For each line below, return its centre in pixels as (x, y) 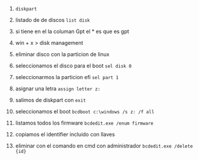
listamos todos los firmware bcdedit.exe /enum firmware (84, 123)
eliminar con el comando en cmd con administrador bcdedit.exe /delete (104, 146)
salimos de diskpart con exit (51, 100)
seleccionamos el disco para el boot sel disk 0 (73, 66)
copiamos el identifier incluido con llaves (65, 134)
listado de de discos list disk (53, 20)
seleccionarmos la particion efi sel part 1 (67, 77)
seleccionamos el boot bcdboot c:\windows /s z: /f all (85, 111)
